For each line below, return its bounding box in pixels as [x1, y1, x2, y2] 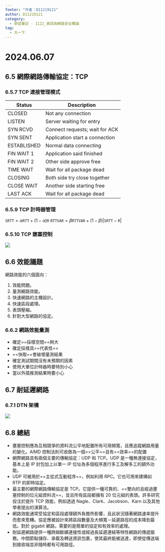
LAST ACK [7, 190, 32, 197]
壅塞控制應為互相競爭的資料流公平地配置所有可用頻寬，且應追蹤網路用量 [12, 443, 159, 449]
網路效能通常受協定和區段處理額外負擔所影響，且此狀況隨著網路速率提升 [12, 510, 159, 517]
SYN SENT [7, 134, 33, 141]
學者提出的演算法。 [12, 505, 52, 510]
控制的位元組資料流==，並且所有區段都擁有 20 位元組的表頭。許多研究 [16, 492, 160, 498]
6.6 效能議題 [5, 258, 43, 266]
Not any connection [45, 110, 91, 117]
